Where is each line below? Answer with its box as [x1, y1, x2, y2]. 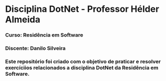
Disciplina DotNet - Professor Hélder [5, 3, 160, 15]
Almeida [5, 14, 41, 25]
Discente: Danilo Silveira [5, 45, 66, 52]
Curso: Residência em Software [5, 32, 83, 39]
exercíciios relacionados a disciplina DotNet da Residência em [5, 64, 159, 71]
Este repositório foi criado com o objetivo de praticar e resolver [5, 58, 161, 65]
